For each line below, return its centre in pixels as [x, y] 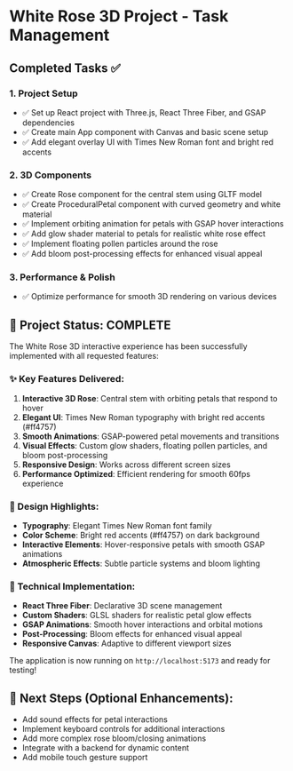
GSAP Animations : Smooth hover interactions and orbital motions [143, 624]
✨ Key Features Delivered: [67, 379]
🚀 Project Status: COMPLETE [90, 325]
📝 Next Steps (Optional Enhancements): [121, 698]
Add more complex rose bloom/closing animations [114, 738]
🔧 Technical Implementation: [72, 586]
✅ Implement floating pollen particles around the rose [120, 244]
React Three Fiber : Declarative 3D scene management [122, 606]
